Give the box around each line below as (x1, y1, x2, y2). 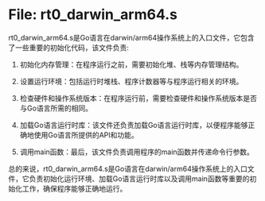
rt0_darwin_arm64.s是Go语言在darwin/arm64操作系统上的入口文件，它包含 (8, 33, 255, 42)
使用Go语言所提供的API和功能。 (33, 129, 138, 140)
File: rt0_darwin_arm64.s (8, 6, 177, 24)
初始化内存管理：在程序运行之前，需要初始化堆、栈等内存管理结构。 (19, 60, 244, 69)
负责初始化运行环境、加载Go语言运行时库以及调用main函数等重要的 (29, 173, 250, 184)
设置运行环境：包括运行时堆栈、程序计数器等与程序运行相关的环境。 (19, 76, 244, 86)
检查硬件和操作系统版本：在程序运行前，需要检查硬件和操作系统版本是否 (19, 93, 257, 102)
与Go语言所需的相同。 (19, 103, 93, 113)
